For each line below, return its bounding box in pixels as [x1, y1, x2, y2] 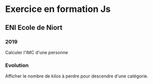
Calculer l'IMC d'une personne [5, 49, 68, 55]
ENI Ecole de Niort [5, 23, 62, 32]
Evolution [5, 62, 29, 69]
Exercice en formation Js [5, 3, 111, 15]
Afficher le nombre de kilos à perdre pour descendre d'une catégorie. [5, 73, 148, 79]
